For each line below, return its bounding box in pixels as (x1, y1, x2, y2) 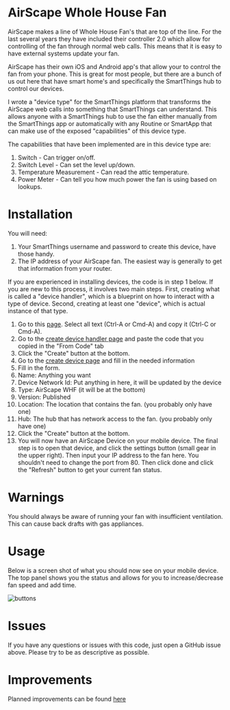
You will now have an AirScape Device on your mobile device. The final (17, 437, 218, 445)
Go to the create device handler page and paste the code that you (17, 334, 204, 343)
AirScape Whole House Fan (8, 5, 167, 21)
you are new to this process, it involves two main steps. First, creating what (8, 284, 220, 293)
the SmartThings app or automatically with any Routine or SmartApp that (8, 119, 212, 127)
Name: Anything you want (17, 371, 91, 379)
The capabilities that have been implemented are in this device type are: (8, 140, 212, 148)
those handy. (17, 249, 55, 258)
